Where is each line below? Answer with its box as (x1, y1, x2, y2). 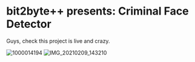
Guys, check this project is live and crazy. (6, 37, 110, 44)
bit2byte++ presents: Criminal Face (6, 4, 189, 18)
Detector (6, 17, 51, 31)
